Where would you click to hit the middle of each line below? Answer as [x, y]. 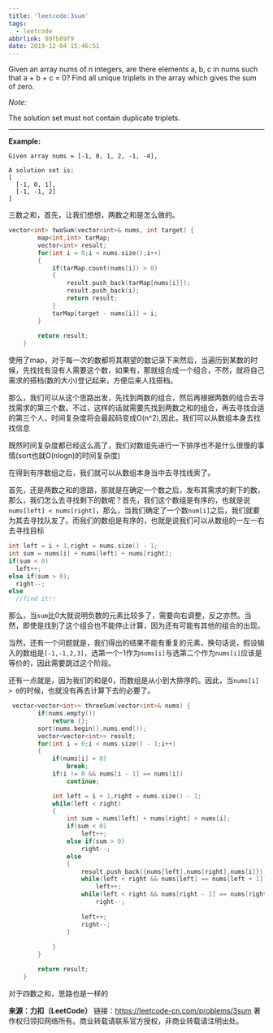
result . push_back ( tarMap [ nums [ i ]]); [128, 283]
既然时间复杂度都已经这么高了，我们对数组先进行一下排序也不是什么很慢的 [133, 445]
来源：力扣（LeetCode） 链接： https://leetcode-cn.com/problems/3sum [130, 1010]
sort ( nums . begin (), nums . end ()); [93, 728]
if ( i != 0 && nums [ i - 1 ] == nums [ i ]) [117, 774]
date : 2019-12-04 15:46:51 [54, 46]
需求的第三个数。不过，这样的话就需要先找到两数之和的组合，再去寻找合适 [140, 408]
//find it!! [36, 599]
